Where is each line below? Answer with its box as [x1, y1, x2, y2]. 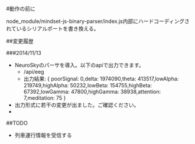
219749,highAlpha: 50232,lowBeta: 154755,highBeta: [23, 82, 152, 89]
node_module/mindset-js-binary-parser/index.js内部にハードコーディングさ [6, 18, 190, 25]
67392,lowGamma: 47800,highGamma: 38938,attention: [23, 88, 161, 95]
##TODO [6, 120, 28, 126]
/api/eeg [23, 68, 44, 75]
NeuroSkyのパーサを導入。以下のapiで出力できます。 [14, 61, 144, 68]
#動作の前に [6, 5, 35, 12]
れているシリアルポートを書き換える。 [6, 25, 99, 32]
